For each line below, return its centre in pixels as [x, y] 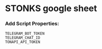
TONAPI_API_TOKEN [23, 42]
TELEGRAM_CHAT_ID [23, 38]
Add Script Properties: [32, 24]
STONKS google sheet [51, 8]
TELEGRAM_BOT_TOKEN [25, 34]
